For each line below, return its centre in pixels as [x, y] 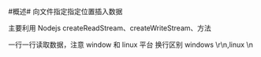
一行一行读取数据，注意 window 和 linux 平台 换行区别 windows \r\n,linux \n [131, 45]
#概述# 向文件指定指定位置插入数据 [65, 11]
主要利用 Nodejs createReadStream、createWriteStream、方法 [110, 28]
